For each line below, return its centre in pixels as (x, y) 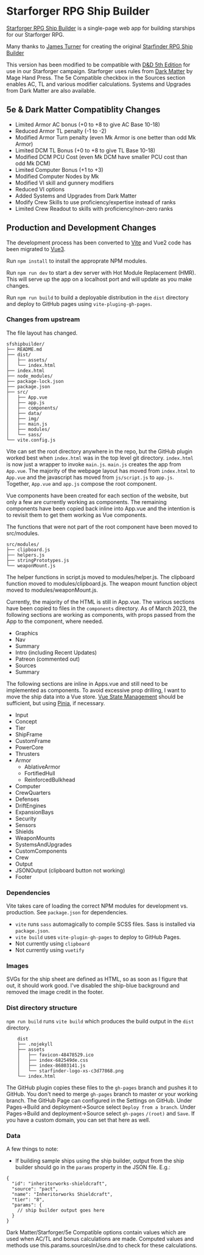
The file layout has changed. (42, 333)
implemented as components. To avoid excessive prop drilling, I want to (96, 690)
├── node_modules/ (30, 376)
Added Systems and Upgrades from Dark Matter (76, 196)
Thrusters (27, 753)
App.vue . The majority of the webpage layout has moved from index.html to (101, 471)
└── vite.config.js (31, 440)
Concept (26, 721)
